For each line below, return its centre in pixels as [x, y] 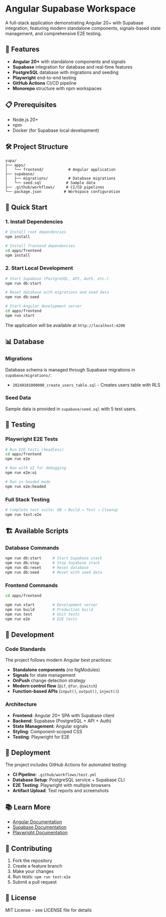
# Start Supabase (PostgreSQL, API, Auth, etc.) [57, 279]
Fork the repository [32, 860]
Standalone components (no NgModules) [56, 670]
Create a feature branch [37, 866]
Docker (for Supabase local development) [56, 130]
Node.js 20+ [25, 120]
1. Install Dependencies [34, 222]
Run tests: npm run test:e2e [41, 877]
